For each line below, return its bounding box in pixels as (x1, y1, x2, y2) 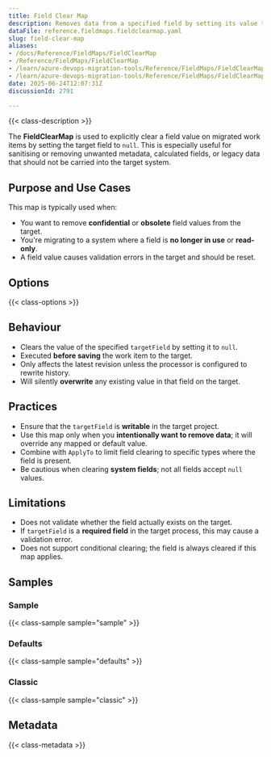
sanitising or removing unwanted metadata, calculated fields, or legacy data (8, 149, 261, 158)
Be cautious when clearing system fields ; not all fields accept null (19, 464, 244, 473)
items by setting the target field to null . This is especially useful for (8, 141, 232, 150)
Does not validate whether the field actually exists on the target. (19, 518, 232, 528)
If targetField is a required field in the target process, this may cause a (19, 526, 260, 536)
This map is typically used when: (8, 203, 118, 212)
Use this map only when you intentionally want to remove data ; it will (19, 430, 252, 439)
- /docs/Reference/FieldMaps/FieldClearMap (8, 49, 157, 57)
